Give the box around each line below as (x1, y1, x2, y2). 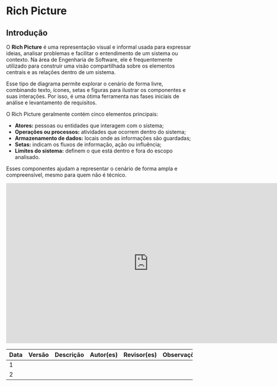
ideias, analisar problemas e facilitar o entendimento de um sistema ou (6, 50, 179, 57)
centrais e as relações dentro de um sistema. (6, 69, 116, 75)
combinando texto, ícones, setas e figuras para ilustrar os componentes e (6, 87, 186, 93)
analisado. (14, 154, 40, 161)
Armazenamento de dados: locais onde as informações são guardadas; (14, 135, 191, 142)
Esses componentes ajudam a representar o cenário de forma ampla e (6, 165, 178, 172)
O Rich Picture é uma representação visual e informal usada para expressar (6, 43, 191, 50)
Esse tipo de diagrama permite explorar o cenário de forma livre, (6, 80, 164, 87)
